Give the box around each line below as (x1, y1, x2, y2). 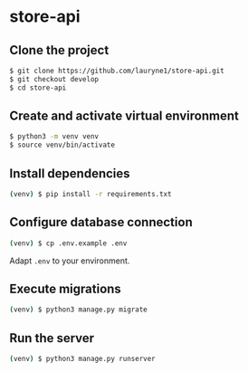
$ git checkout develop (9, 74, 100, 83)
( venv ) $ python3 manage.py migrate (9, 305, 148, 314)
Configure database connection (9, 215, 193, 230)
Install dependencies (9, 166, 130, 181)
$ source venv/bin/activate (9, 140, 116, 150)
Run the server (9, 330, 95, 346)
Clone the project (9, 43, 110, 58)
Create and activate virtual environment (9, 109, 240, 124)
